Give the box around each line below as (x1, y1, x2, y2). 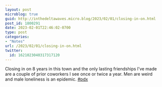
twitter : (5, 48, 23, 53)
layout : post (5, 7, 32, 12)
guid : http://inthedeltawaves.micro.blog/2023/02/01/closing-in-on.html (5, 16, 156, 21)
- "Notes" (5, 39, 25, 44)
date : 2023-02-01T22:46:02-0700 (5, 25, 71, 30)
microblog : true (5, 12, 38, 17)
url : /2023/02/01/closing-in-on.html (5, 43, 82, 48)
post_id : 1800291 (5, 21, 40, 26)
